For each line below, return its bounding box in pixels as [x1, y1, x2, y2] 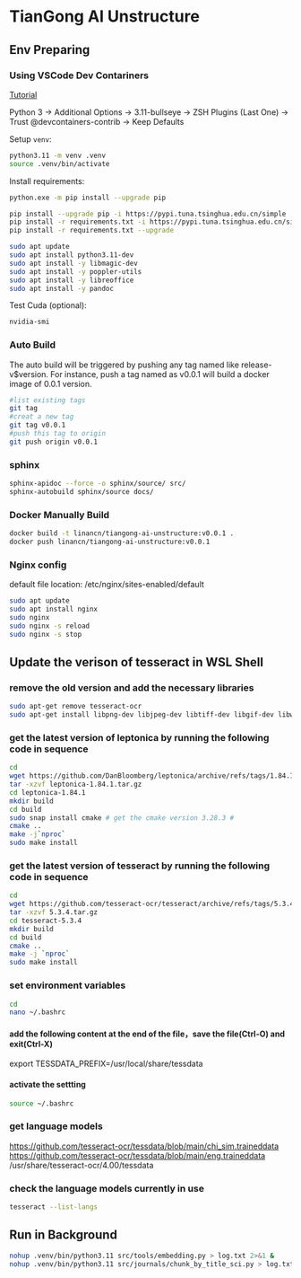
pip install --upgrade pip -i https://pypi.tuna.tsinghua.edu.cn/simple [9, 209, 287, 218]
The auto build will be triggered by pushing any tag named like [9, 359, 240, 370]
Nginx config [9, 559, 67, 571]
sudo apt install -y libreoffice [9, 276, 134, 285]
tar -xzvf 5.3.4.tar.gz [9, 908, 99, 917]
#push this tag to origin [9, 429, 106, 438]
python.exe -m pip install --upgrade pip [9, 193, 167, 202]
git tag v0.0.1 [9, 420, 66, 430]
